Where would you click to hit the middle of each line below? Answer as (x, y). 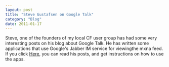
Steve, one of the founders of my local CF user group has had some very (81, 38)
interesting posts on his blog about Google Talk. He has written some (77, 43)
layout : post (19, 10)
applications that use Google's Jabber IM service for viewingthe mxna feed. (84, 48)
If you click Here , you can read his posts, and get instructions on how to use (85, 54)
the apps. (15, 59)
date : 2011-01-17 (24, 24)
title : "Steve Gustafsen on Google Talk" (50, 14)
